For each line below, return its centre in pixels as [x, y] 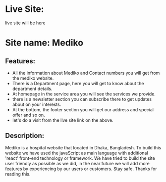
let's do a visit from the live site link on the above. [63, 120]
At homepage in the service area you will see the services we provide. [84, 94]
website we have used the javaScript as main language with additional [77, 153]
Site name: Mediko [44, 43]
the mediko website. [33, 78]
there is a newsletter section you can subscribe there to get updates [82, 99]
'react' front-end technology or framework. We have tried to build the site [80, 158]
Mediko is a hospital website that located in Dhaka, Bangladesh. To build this [83, 147]
